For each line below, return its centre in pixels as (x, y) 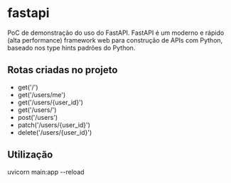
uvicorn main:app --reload (46, 172)
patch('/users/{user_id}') (54, 125)
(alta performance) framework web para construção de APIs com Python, (115, 40)
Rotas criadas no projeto (63, 70)
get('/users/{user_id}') (50, 102)
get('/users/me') (42, 94)
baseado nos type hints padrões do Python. (71, 48)
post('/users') (38, 117)
